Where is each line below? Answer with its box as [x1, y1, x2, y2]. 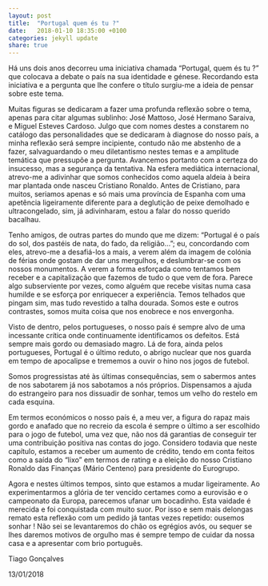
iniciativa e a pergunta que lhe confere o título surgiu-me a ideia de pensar [8, 81, 254, 90]
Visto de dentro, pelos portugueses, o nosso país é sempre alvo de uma [8, 322, 246, 332]
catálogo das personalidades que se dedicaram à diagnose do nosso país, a [8, 130, 259, 140]
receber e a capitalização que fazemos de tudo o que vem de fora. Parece [8, 273, 254, 282]
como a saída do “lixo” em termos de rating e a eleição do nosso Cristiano [8, 455, 253, 464]
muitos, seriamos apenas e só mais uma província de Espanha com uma [8, 189, 246, 199]
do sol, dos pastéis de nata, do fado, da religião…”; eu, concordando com [8, 239, 250, 249]
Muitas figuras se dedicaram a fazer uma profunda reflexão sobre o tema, [8, 105, 252, 114]
